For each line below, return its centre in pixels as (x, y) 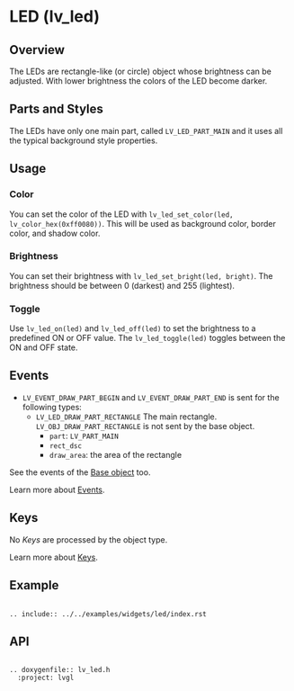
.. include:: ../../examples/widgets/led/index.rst (108, 614)
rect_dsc (66, 446)
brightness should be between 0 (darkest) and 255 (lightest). (122, 285)
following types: (52, 407)
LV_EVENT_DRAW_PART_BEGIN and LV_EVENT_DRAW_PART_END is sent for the (151, 397)
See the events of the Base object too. (80, 472)
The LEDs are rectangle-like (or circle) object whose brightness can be (140, 71)
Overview (37, 50)
